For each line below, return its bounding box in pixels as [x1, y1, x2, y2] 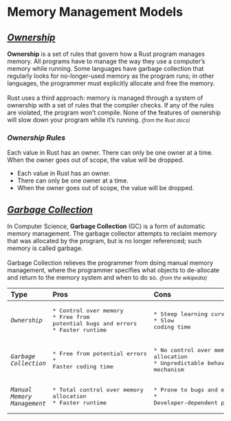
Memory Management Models [7, 4, 184, 20]
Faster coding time [52, 362, 113, 370]
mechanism [153, 366, 184, 373]
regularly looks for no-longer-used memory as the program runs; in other [7, 72, 214, 80]
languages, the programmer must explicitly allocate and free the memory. [7, 79, 215, 87]
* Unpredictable [153, 360, 205, 367]
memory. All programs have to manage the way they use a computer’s [7, 57, 206, 65]
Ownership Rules [7, 132, 66, 142]
